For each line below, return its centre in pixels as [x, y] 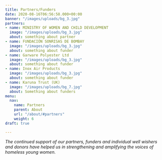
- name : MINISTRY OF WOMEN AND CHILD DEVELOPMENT [57, 28]
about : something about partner [43, 37]
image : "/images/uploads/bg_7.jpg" [46, 87]
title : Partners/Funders [30, 10]
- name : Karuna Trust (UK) [33, 82]
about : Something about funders [43, 91]
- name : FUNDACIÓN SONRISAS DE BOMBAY [45, 42]
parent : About [28, 110]
